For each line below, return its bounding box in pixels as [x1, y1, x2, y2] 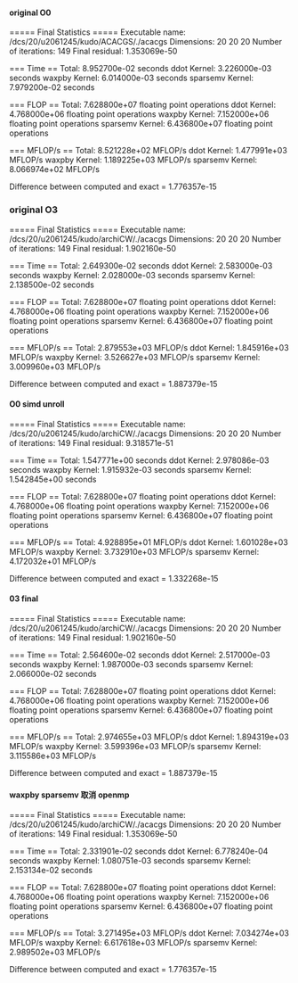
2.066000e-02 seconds [9, 668, 97, 679]
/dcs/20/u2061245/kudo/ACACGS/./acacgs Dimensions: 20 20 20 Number [9, 37, 283, 47]
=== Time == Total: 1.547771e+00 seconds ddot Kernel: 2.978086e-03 [9, 455, 270, 466]
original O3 [9, 203, 59, 216]
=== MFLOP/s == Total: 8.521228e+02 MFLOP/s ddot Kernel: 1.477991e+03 [9, 145, 287, 156]
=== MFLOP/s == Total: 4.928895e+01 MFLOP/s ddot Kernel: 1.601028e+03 [9, 536, 289, 548]
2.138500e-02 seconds [9, 279, 95, 290]
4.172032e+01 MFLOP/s [9, 556, 96, 566]
